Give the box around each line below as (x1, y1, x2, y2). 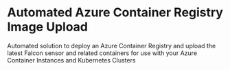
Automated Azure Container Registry (7, 5, 223, 20)
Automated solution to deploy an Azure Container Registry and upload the (7, 41, 216, 50)
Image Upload (7, 19, 88, 35)
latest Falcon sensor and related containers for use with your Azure (7, 49, 198, 57)
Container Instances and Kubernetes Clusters (7, 56, 136, 64)
